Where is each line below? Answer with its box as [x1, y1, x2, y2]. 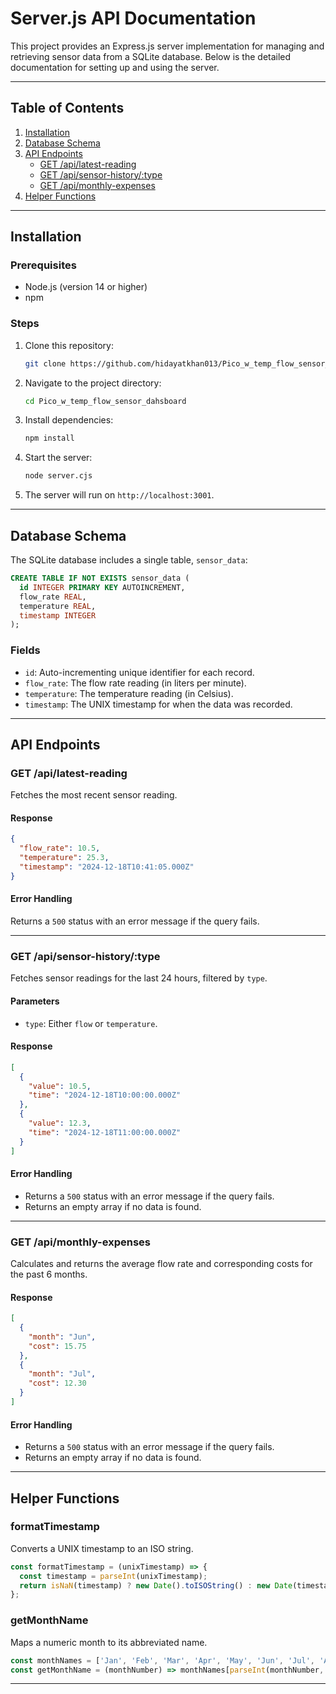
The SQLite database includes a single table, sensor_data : [10, 554, 248, 566]
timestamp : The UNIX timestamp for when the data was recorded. [24, 698, 293, 710]
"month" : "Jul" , [28, 1369, 97, 1379]
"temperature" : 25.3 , [19, 853, 110, 863]
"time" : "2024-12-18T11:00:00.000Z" [28, 1127, 182, 1137]
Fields [10, 643, 41, 657]
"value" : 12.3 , [28, 1118, 92, 1129]
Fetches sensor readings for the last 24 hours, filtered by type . [10, 972, 268, 984]
